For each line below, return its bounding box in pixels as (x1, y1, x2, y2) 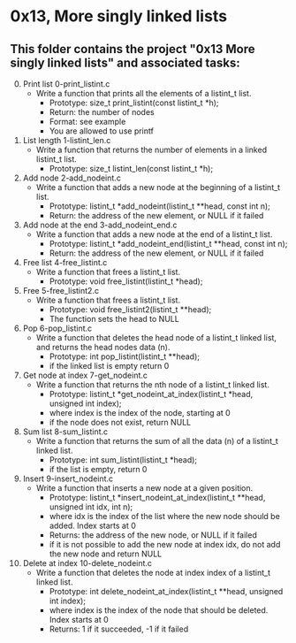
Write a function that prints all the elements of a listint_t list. (35, 88, 252, 98)
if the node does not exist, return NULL (49, 417, 192, 427)
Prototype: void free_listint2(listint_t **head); (49, 304, 212, 315)
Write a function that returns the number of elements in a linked (35, 144, 268, 155)
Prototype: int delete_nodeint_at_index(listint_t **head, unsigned (49, 586, 284, 596)
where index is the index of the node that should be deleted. (49, 605, 269, 616)
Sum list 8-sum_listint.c (22, 426, 109, 437)
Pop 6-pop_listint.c (22, 323, 93, 333)
